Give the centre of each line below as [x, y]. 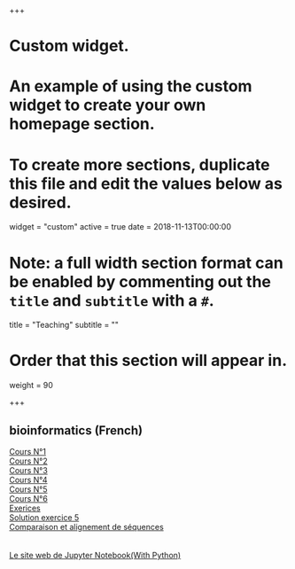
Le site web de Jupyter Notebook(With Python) [95, 555]
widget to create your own [108, 105]
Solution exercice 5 [44, 518]
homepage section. [82, 124]
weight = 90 [31, 386]
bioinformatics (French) [76, 430]
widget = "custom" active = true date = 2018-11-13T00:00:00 [120, 227]
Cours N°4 [28, 480]
